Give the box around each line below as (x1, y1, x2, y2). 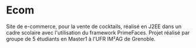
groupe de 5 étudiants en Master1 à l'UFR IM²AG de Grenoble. (6, 35, 156, 42)
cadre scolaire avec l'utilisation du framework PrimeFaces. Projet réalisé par (6, 29, 190, 36)
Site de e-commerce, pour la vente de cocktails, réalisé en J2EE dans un (6, 23, 182, 30)
